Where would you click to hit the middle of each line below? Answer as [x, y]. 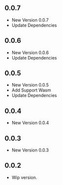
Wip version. [24, 177]
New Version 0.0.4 [30, 123]
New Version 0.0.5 [30, 85]
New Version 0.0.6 [30, 52]
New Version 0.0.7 [30, 20]
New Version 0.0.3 [30, 150]
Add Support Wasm [31, 90]
